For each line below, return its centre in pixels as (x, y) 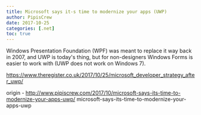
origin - (15, 93)
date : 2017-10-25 (28, 23)
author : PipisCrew (29, 17)
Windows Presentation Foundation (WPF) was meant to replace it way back (99, 51)
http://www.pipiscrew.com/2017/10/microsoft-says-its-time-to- (103, 93)
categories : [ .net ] (31, 28)
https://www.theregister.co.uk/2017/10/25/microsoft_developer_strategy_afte (100, 75)
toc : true (19, 34)
